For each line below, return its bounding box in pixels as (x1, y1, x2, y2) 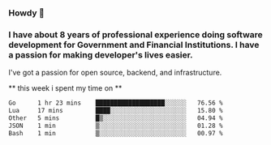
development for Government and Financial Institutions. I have (8, 39, 260, 50)
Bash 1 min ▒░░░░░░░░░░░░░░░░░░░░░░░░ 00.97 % (8, 129, 223, 137)
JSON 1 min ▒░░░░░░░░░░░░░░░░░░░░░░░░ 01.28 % (8, 122, 223, 130)
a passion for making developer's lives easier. (8, 49, 193, 60)
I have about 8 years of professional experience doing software (8, 28, 264, 40)
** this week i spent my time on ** (8, 83, 123, 93)
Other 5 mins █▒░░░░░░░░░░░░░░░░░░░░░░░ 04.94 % (8, 113, 223, 122)
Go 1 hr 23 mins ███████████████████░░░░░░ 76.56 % (8, 99, 223, 108)
